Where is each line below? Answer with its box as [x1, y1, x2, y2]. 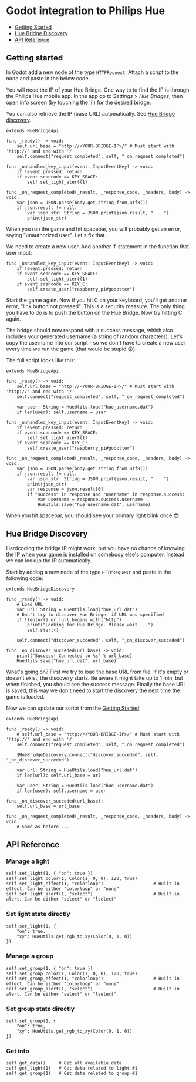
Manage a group [6, 952, 54, 960]
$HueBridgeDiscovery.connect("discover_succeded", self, [16, 751, 159, 758]
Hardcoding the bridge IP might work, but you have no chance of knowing [6, 544, 185, 551]
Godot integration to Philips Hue [6, 4, 165, 18]
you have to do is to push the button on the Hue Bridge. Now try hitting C [6, 309, 183, 316]
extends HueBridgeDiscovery [6, 586, 75, 592]
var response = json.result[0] [27, 486, 104, 492]
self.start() [27, 627, 59, 633]
